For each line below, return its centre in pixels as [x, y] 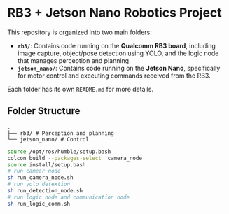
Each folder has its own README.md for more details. [81, 89]
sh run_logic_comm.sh [39, 204]
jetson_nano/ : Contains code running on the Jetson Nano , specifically [119, 68]
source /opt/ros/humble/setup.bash [59, 152]
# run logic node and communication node [69, 197]
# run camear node [34, 171]
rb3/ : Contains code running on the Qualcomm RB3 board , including [116, 45]
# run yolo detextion [39, 184]
